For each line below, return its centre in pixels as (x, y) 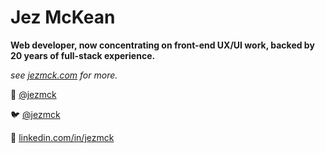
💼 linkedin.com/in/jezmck (62, 137)
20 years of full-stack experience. (83, 55)
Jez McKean (63, 17)
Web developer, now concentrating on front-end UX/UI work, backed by (162, 45)
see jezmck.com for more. (64, 75)
